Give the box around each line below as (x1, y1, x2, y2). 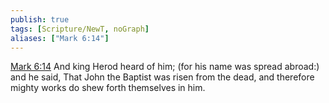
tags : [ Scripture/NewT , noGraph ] (10, 24, 150, 34)
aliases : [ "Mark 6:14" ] (10, 33, 110, 43)
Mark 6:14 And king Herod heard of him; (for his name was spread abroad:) (10, 61, 320, 73)
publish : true (10, 14, 70, 25)
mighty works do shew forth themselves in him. (10, 82, 206, 94)
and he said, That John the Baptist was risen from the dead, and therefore (10, 71, 315, 83)
